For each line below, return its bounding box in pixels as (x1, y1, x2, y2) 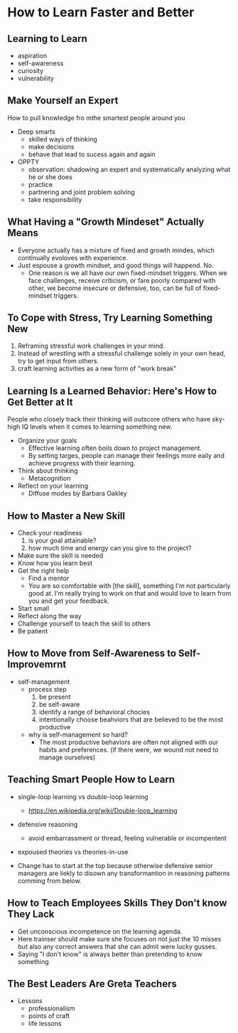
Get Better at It (7, 396, 73, 408)
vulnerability (17, 74, 55, 82)
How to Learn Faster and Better (7, 4, 195, 21)
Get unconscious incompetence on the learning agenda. (17, 927, 183, 936)
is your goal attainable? (28, 536, 97, 545)
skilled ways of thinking (28, 134, 97, 143)
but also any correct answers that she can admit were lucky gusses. (17, 942, 217, 951)
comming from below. (17, 876, 82, 885)
